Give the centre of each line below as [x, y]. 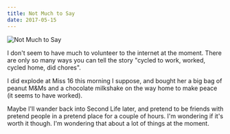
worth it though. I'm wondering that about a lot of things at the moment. [108, 123]
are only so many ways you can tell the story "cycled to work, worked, [106, 60]
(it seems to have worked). [45, 95]
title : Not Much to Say [41, 13]
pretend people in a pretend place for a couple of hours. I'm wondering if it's [115, 116]
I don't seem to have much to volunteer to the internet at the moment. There [114, 53]
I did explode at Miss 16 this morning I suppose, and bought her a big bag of [115, 80]
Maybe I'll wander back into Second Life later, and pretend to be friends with [115, 109]
